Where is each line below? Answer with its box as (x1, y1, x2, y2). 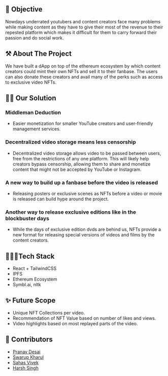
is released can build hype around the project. (12, 196, 109, 202)
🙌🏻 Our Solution (5, 94, 57, 102)
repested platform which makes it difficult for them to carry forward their (5, 29, 157, 36)
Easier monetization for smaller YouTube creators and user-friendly (12, 120, 153, 127)
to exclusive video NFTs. (5, 79, 57, 85)
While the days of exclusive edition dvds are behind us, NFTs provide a (12, 226, 161, 232)
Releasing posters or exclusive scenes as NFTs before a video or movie (12, 190, 162, 196)
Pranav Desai (12, 349, 41, 355)
